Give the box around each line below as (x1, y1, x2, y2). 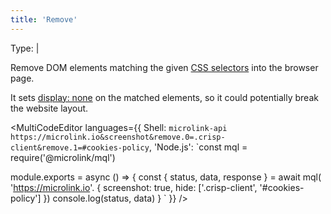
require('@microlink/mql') (10, 151, 116, 163)
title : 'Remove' (10, 14, 78, 25)
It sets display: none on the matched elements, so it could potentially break (10, 91, 319, 103)
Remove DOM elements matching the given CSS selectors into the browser (10, 61, 319, 73)
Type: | (10, 42, 40, 54)
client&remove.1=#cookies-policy (10, 142, 150, 153)
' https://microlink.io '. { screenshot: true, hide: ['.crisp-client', (10, 181, 258, 193)
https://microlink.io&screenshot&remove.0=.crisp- (10, 132, 226, 142)
